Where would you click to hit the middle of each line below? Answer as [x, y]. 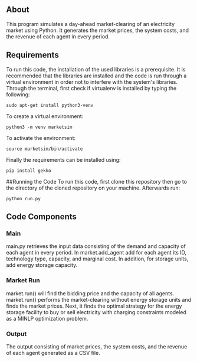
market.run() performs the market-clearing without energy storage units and [99, 299]
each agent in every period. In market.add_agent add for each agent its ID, [96, 253]
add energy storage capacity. [42, 265]
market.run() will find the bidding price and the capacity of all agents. [90, 293]
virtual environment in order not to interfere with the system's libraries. [92, 81]
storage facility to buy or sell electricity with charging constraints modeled [96, 312]
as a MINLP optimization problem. [47, 318]
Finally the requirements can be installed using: [63, 159]
